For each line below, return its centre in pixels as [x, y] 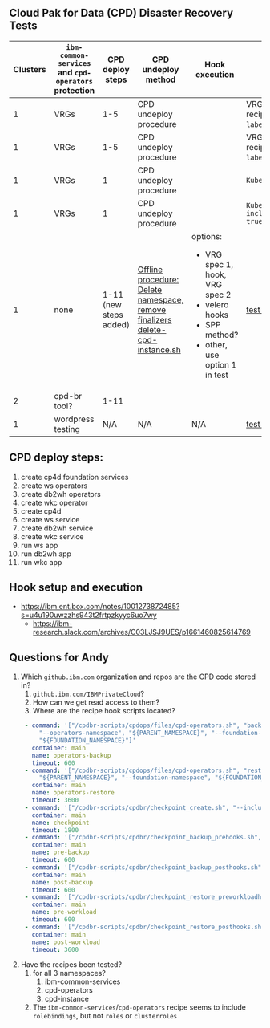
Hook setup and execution [76, 588]
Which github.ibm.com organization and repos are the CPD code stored [138, 677]
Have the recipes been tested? [71, 965]
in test [217, 375]
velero [217, 304]
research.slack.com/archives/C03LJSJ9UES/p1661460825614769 [142, 632]
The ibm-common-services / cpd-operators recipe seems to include [139, 1007]
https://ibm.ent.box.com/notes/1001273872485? [100, 607]
